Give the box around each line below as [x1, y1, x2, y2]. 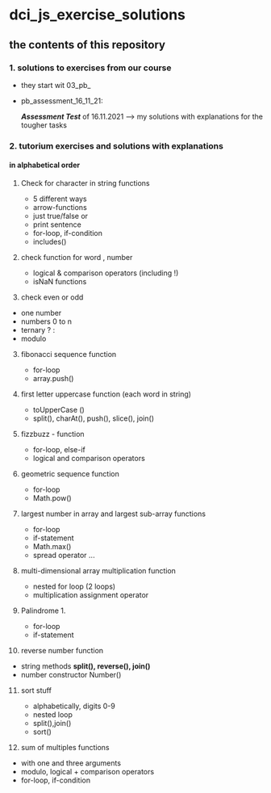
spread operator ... [32, 551, 95, 560]
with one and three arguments [20, 758, 122, 768]
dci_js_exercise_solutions [9, 6, 186, 24]
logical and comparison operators [32, 454, 146, 463]
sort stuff [20, 686, 52, 695]
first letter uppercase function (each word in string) [20, 389, 192, 399]
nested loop [32, 710, 73, 720]
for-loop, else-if [32, 445, 85, 454]
